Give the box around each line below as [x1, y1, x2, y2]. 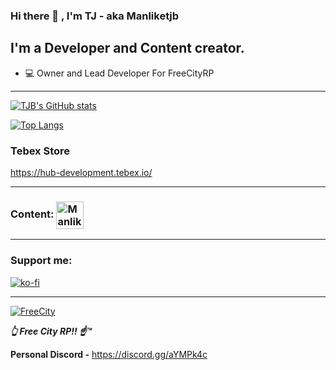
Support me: [10, 254, 73, 268]
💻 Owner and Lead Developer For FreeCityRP [24, 67, 215, 79]
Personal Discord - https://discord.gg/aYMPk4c [10, 348, 208, 360]
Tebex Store [10, 144, 71, 158]
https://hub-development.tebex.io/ [10, 167, 153, 179]
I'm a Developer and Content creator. [10, 40, 245, 57]
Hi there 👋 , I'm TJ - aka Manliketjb [10, 9, 180, 23]
